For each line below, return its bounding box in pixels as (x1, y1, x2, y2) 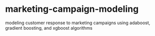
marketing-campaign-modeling (5, 3, 139, 15)
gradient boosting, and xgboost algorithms (5, 25, 93, 31)
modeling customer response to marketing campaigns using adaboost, (5, 20, 151, 26)
